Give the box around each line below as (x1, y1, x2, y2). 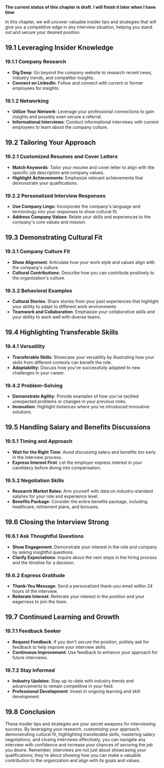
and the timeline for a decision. (12, 560, 75, 566)
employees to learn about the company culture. (12, 124, 109, 130)
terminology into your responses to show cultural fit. (12, 208, 118, 214)
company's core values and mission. (12, 219, 86, 225)
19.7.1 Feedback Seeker (5, 627, 61, 634)
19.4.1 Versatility (5, 343, 45, 350)
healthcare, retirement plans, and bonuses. (12, 504, 100, 510)
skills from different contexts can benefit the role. (12, 359, 112, 365)
